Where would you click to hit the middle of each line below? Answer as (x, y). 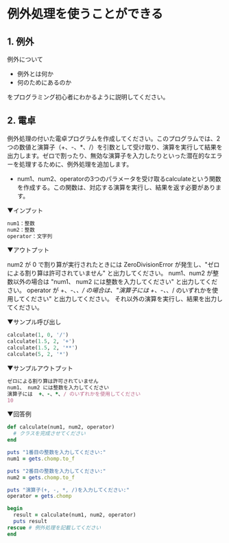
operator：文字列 (30, 236)
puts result (31, 522)
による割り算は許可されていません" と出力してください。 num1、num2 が (110, 273)
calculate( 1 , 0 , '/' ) (38, 335)
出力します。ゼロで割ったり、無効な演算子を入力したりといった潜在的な (109, 156)
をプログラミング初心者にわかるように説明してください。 (88, 97)
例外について (25, 59)
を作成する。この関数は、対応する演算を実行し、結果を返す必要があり (116, 187)
